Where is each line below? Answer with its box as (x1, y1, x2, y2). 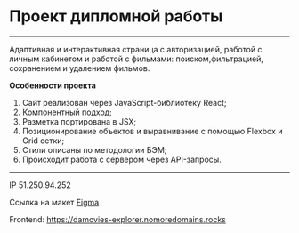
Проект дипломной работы (9, 6, 223, 27)
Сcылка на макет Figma (9, 197, 100, 207)
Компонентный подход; (21, 107, 113, 117)
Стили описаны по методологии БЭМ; (21, 144, 167, 155)
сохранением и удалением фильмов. (9, 62, 150, 73)
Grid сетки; (21, 135, 65, 146)
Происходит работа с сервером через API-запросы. (21, 154, 222, 165)
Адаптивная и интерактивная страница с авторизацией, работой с (9, 44, 263, 54)
